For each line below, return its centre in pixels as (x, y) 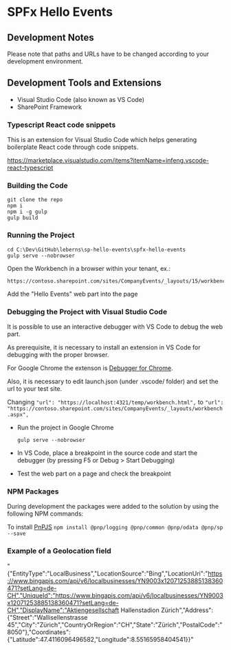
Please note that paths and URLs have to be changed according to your (108, 54)
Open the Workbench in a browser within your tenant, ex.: (89, 268)
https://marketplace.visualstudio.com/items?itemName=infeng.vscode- (108, 161)
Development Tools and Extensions (84, 83)
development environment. (45, 61)
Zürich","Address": (187, 610)
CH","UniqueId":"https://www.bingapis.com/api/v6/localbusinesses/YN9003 (115, 595)
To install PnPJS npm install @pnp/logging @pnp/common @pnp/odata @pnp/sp (115, 527)
